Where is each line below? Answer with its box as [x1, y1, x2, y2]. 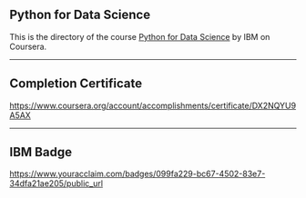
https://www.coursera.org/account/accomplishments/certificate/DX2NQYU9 [9, 100, 297, 111]
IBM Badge [9, 144, 73, 160]
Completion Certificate [9, 76, 143, 92]
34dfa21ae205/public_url [9, 178, 103, 189]
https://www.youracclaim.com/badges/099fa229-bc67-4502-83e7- [9, 168, 266, 180]
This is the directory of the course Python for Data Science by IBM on [9, 31, 270, 42]
